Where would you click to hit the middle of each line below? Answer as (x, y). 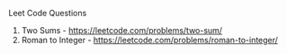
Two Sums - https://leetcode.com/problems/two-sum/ (121, 30)
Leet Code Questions (48, 13)
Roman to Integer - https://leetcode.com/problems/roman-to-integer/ (149, 40)
